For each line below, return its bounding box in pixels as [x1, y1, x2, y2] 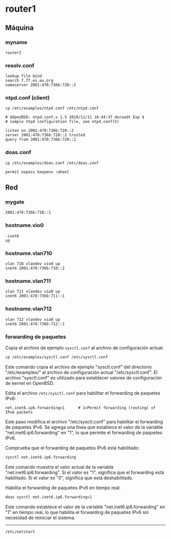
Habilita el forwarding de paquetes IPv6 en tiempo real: [5, 484, 121, 491]
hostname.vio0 [5, 222, 44, 229]
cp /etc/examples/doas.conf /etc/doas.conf [5, 160, 99, 166]
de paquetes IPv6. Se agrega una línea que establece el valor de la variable [5, 424, 163, 430]
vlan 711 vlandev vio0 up [5, 289, 60, 294]
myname [5, 39, 27, 46]
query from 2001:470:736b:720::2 [5, 137, 76, 142]
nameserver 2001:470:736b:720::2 [5, 83, 76, 88]
